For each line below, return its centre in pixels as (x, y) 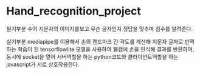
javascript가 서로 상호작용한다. (43, 64)
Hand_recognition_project (74, 11)
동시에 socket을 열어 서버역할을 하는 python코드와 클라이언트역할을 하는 (92, 56)
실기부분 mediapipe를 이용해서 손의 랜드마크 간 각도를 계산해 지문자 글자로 (95, 41)
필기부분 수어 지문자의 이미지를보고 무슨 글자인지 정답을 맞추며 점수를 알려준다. (100, 29)
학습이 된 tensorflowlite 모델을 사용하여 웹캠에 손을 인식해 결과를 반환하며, (106, 49)
